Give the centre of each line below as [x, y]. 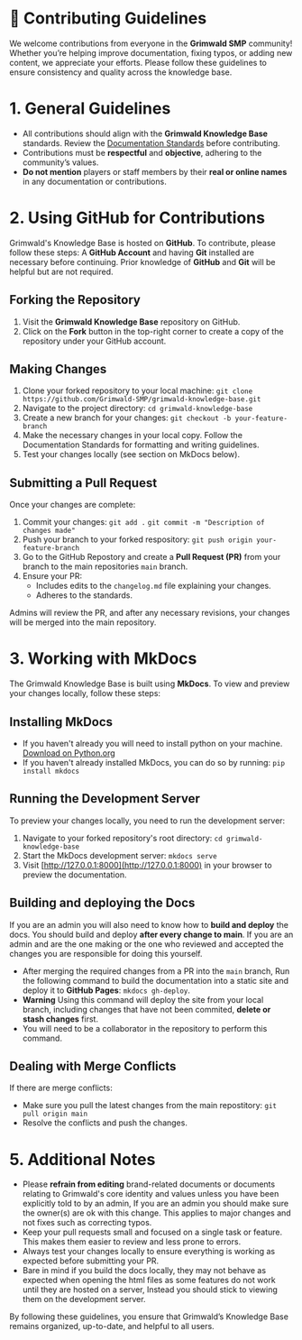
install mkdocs [51, 771]
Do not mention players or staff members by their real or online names [155, 171]
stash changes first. [60, 1019]
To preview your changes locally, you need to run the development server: [147, 821]
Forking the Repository [75, 300]
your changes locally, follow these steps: [85, 693]
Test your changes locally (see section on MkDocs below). [131, 454]
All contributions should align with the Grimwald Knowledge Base [145, 133]
